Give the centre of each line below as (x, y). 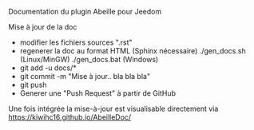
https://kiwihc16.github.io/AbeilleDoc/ (70, 117)
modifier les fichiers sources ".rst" (76, 42)
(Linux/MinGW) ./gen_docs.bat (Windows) (89, 59)
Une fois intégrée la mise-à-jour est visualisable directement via (113, 108)
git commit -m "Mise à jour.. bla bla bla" (85, 76)
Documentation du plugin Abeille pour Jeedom (85, 12)
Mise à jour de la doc (43, 27)
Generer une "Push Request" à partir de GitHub (98, 93)
